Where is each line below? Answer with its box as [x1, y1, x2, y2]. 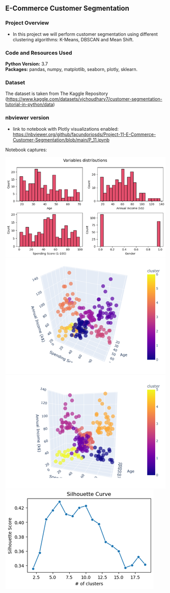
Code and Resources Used [5, 49, 72, 56]
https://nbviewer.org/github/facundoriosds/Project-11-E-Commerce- [12, 131, 156, 137]
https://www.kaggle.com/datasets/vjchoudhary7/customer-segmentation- [7, 96, 163, 102]
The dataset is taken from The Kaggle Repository [5, 90, 108, 97]
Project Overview [5, 19, 49, 27]
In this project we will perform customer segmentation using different [12, 31, 158, 37]
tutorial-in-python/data [5, 102, 53, 108]
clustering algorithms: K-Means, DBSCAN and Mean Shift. [12, 36, 134, 42]
